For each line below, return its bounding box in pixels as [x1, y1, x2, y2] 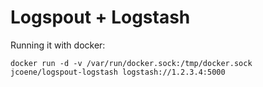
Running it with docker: [10, 39, 106, 51]
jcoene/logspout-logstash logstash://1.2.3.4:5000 [10, 67, 226, 77]
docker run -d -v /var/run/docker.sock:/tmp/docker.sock [10, 58, 253, 68]
